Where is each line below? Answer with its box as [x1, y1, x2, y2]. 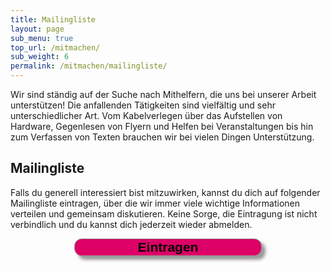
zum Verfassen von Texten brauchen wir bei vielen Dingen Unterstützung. [10, 131, 315, 143]
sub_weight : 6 [10, 52, 70, 62]
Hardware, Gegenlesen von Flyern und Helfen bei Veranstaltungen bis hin [10, 121, 314, 132]
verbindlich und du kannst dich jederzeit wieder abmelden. [10, 218, 253, 230]
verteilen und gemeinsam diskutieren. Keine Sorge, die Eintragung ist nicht [10, 207, 318, 220]
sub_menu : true [10, 33, 74, 43]
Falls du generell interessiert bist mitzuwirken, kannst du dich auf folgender [10, 186, 321, 198]
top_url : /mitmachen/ [10, 42, 101, 53]
